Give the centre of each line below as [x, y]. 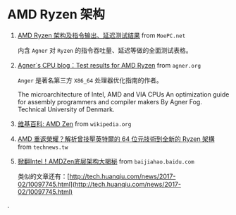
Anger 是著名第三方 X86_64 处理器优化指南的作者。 [90, 80]
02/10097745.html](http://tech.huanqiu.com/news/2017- [99, 184]
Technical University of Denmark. [66, 109]
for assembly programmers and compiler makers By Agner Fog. [110, 102]
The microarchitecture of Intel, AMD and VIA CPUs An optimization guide [123, 94]
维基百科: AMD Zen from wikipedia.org [74, 123]
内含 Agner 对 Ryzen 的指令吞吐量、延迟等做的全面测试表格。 [105, 50]
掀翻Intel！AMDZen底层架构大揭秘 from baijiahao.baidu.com [106, 161]
